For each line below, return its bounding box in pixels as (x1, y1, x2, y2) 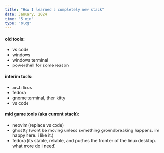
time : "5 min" (5, 16, 34, 21)
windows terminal (12, 57, 48, 63)
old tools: (5, 36, 25, 42)
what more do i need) (12, 143, 56, 149)
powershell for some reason (12, 62, 69, 68)
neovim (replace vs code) (12, 122, 64, 128)
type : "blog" (5, 21, 32, 26)
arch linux (12, 84, 32, 90)
